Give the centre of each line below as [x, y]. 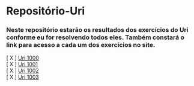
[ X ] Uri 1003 [23, 77]
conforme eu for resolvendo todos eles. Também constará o [95, 37]
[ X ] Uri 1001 [22, 64]
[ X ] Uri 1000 [23, 58]
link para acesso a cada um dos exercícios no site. [81, 45]
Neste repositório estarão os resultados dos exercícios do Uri [97, 30]
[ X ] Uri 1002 [23, 71]
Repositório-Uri [46, 11]
